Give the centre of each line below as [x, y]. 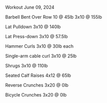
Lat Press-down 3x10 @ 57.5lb [36, 36]
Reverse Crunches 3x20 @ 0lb [37, 85]
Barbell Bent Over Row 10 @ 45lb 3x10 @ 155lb [54, 17]
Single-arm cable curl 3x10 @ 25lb [41, 56]
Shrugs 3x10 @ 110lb [27, 66]
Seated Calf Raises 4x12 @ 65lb [38, 75]
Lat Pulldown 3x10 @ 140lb [33, 27]
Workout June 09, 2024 [30, 7]
